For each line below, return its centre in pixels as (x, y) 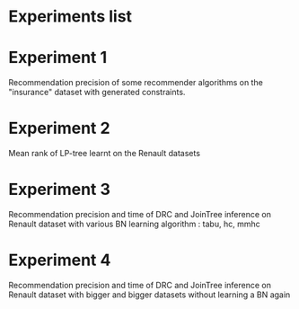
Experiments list (70, 17)
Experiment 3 (60, 190)
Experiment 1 (58, 58)
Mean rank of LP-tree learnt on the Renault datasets (105, 154)
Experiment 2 (59, 128)
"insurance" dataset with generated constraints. (97, 93)
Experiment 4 (60, 260)
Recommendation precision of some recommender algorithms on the (136, 83)
